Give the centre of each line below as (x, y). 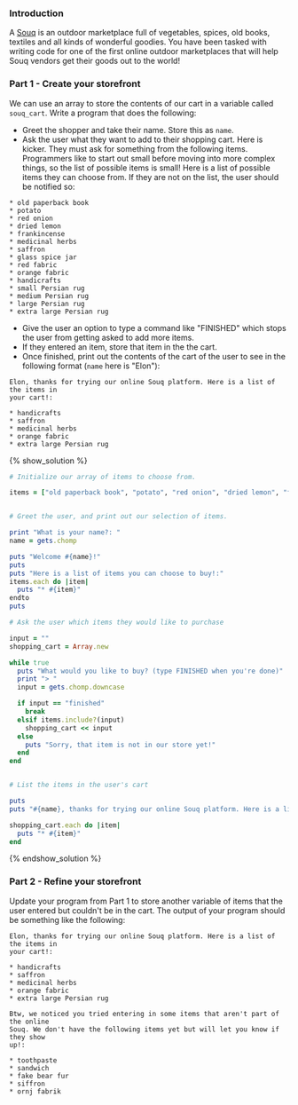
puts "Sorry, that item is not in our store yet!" (121, 745)
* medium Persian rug (49, 296)
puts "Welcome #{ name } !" (55, 556)
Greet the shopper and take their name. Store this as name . (128, 130)
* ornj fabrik (35, 1091)
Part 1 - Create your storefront (75, 84)
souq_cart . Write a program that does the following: (103, 113)
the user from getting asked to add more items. (108, 337)
